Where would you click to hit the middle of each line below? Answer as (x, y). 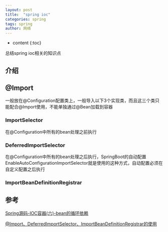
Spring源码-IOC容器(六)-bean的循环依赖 (47, 213)
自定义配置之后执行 (25, 169)
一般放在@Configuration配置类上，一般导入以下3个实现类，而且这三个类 (80, 100)
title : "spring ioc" (28, 15)
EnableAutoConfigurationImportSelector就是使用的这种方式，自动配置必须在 (84, 163)
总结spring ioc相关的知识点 (33, 53)
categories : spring (26, 19)
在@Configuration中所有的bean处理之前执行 (51, 132)
